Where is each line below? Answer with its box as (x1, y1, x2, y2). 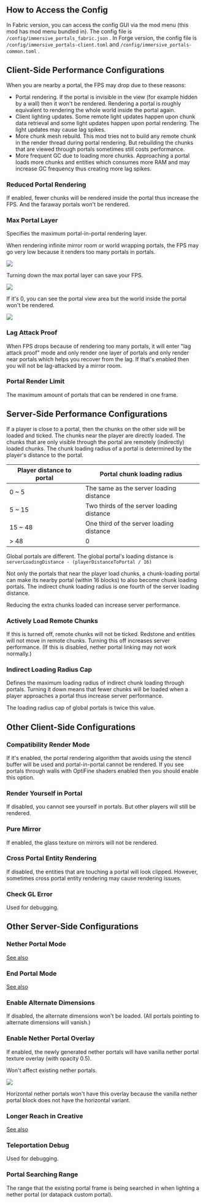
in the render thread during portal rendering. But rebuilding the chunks (15, 139, 194, 146)
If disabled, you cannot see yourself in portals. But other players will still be (6, 803, 196, 810)
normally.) (6, 650, 32, 657)
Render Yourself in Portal (6, 789, 83, 797)
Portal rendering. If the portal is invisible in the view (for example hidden (15, 93, 198, 101)
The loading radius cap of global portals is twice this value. (6, 704, 156, 711)
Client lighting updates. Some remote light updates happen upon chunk (15, 113, 196, 120)
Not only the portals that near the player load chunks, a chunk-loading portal (6, 570, 200, 577)
